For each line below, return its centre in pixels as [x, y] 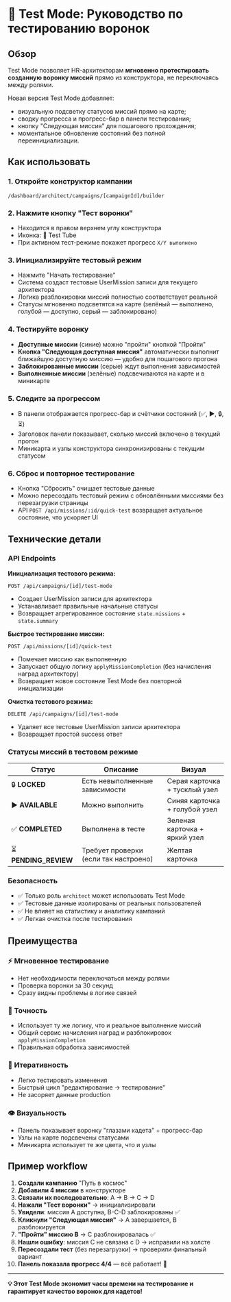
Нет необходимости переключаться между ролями [94, 979]
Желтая [180, 850]
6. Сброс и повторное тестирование [71, 474]
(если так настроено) [118, 859]
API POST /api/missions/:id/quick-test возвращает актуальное [110, 511]
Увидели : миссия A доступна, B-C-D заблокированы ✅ [99, 1212]
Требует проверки [112, 850]
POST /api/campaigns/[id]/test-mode [60, 586]
